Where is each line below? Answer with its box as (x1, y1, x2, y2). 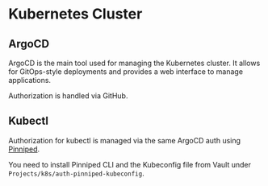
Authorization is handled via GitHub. (8, 91, 128, 101)
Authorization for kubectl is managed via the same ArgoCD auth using (8, 135, 241, 145)
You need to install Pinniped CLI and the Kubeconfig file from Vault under (8, 159, 252, 169)
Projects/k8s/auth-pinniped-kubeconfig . (8, 168, 144, 178)
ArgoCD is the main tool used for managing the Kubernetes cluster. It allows (8, 58, 261, 68)
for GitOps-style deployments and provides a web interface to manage (8, 67, 244, 76)
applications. (8, 76, 51, 85)
